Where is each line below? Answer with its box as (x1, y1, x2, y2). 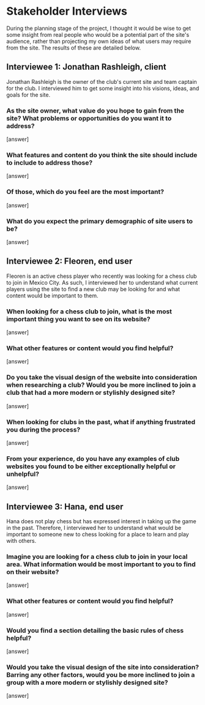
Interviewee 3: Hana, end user (6, 501, 124, 512)
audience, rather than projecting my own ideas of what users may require (6, 37, 192, 45)
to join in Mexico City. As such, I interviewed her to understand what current (6, 278, 198, 286)
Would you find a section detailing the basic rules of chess (6, 626, 184, 635)
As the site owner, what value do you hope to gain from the (6, 106, 185, 114)
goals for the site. (6, 91, 51, 99)
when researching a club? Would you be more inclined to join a (6, 381, 196, 389)
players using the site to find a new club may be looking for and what (6, 285, 181, 293)
